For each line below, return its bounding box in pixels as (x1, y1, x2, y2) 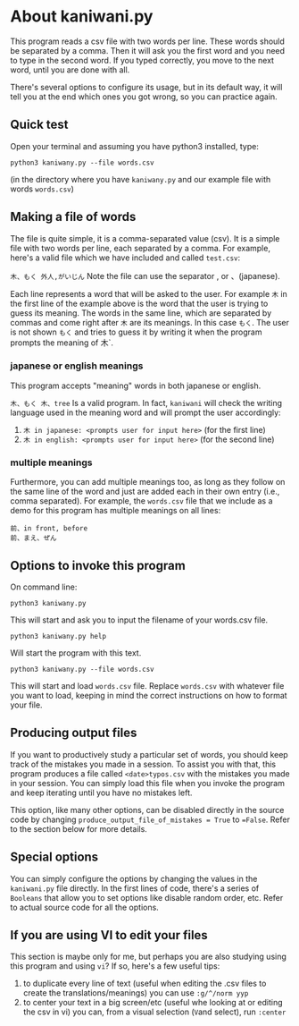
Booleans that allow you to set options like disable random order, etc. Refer (10, 892, 284, 903)
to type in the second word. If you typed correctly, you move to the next (10, 55, 275, 65)
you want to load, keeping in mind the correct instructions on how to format (10, 690, 288, 700)
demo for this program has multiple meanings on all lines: (10, 505, 221, 516)
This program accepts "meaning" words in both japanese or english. (10, 380, 262, 391)
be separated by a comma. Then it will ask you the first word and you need (10, 45, 285, 55)
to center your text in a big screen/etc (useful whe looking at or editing (22, 997, 284, 1008)
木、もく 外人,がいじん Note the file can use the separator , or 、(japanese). (10, 270, 280, 281)
